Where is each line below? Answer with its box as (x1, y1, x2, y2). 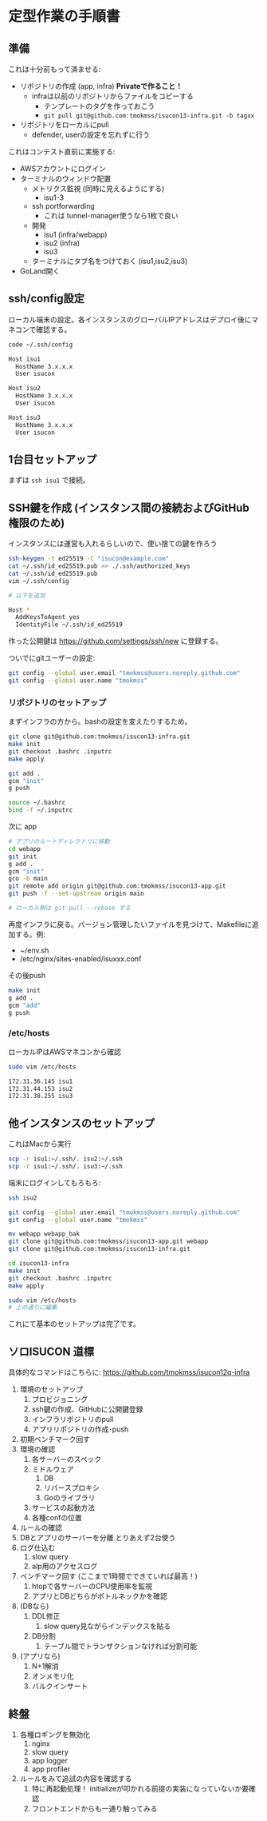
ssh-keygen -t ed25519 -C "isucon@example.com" (8, 555, 170, 563)
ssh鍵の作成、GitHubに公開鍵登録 (31, 1404, 143, 1414)
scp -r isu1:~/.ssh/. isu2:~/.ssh (8, 1155, 124, 1164)
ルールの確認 (19, 1523, 62, 1532)
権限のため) (8, 516, 65, 529)
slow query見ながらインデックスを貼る (43, 1621, 171, 1631)
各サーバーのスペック (31, 1455, 102, 1464)
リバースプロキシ (43, 1483, 100, 1492)
